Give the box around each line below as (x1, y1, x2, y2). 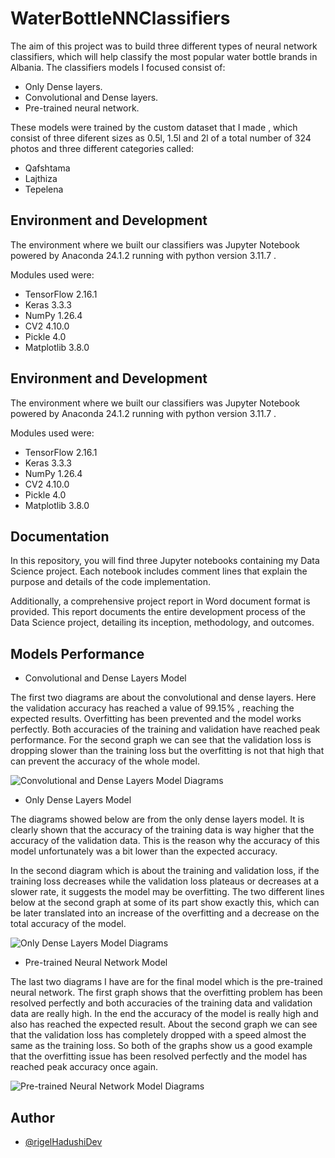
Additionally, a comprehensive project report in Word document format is (10, 595, 311, 607)
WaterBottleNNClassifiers (10, 7, 231, 30)
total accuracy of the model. (10, 918, 127, 930)
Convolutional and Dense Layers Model (24, 672, 187, 684)
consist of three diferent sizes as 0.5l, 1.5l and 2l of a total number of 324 (10, 132, 312, 144)
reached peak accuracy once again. (10, 1061, 159, 1073)
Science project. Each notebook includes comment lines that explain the (10, 565, 308, 577)
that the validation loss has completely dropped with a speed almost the (10, 1029, 307, 1041)
